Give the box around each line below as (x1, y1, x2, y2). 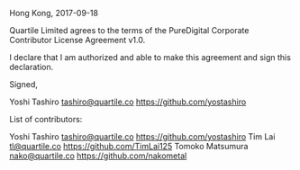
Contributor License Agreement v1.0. (9, 35, 146, 45)
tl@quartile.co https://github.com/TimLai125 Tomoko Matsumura (9, 141, 249, 151)
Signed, (9, 79, 38, 89)
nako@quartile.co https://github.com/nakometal (9, 150, 187, 161)
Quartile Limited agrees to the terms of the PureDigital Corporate (9, 25, 250, 35)
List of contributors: (9, 114, 83, 124)
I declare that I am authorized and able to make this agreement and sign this (9, 52, 291, 62)
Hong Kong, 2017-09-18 (9, 8, 99, 18)
